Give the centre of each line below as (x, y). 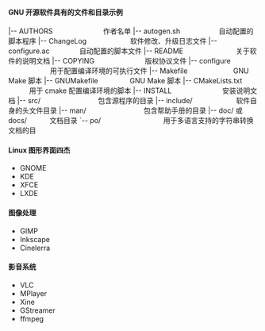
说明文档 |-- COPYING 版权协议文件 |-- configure (127, 61)
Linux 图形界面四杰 (39, 150)
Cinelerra (35, 248)
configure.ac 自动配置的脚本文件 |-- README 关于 (129, 51)
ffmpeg (32, 318)
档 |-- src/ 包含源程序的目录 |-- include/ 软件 (129, 101)
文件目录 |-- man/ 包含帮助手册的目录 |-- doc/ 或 (136, 110)
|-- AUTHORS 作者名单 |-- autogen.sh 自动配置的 (131, 31)
